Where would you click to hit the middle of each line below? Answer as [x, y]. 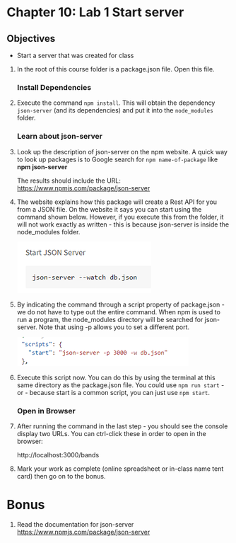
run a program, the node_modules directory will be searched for [110, 319]
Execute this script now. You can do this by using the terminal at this [116, 377]
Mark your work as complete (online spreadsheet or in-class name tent [120, 469]
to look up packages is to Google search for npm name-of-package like [117, 159]
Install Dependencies [54, 87]
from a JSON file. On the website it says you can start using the [109, 209]
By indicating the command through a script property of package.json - [121, 304]
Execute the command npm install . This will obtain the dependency [116, 103]
